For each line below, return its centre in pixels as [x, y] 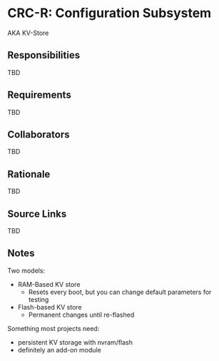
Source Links [37, 214]
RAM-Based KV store [49, 284]
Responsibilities [44, 55]
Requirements [39, 95]
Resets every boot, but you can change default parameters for [120, 292]
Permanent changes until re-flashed [81, 315]
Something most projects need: [54, 328]
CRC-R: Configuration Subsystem [109, 13]
